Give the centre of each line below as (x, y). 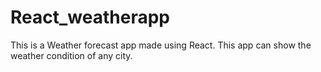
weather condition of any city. (71, 55)
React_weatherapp (90, 17)
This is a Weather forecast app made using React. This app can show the (161, 45)
